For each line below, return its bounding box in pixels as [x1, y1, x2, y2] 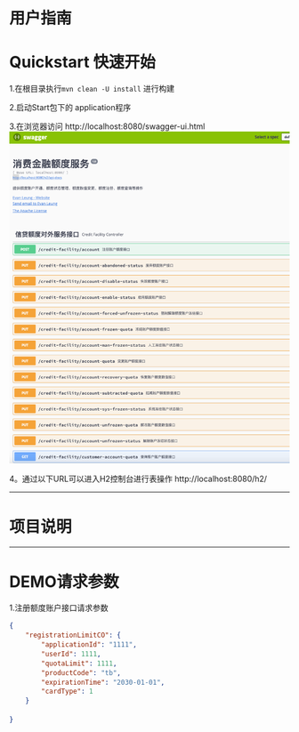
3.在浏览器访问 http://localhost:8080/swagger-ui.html [9, 121, 206, 132]
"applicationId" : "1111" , [41, 640, 138, 649]
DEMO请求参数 [9, 571, 119, 591]
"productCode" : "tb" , [41, 668, 122, 677]
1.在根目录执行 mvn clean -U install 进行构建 [9, 84, 175, 94]
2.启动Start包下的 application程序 [9, 102, 132, 113]
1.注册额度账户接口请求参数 [9, 602, 109, 614]
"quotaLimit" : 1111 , [41, 659, 117, 668]
